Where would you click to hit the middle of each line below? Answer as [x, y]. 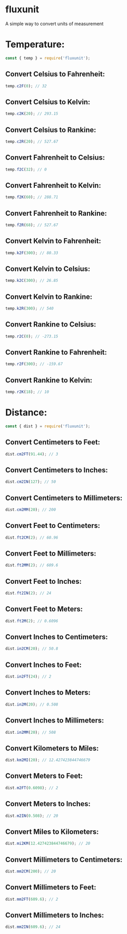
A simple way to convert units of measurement [55, 24]
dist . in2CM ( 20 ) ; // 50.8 [32, 649]
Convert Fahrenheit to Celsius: [55, 158]
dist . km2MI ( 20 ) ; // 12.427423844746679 [48, 760]
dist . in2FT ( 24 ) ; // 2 [28, 677]
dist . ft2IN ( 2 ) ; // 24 [28, 593]
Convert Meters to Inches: [48, 804]
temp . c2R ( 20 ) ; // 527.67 [32, 141]
